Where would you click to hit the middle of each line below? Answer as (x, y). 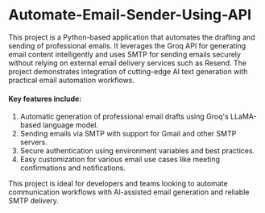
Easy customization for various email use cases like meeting (120, 160)
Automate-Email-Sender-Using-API (130, 15)
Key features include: (45, 98)
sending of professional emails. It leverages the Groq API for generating (127, 45)
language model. (71, 125)
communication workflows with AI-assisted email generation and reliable (129, 192)
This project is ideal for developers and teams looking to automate (118, 184)
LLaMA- (243, 117)
